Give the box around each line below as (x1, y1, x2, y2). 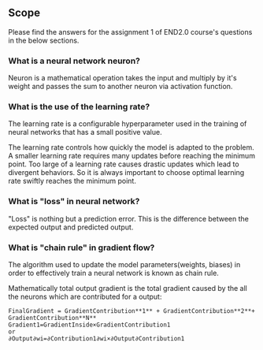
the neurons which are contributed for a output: (8, 292, 162, 301)
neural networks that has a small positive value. (8, 128, 163, 137)
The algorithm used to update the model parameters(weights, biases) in (8, 260, 241, 269)
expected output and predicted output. (8, 222, 134, 232)
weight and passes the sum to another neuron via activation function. (8, 82, 233, 91)
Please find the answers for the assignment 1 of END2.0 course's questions (8, 27, 253, 36)
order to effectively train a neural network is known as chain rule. (8, 268, 219, 277)
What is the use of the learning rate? (8, 102, 150, 113)
